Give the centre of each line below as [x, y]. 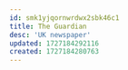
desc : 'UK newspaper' [50, 35]
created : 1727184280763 [54, 52]
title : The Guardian [49, 26]
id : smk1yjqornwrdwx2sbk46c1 [64, 18]
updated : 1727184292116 [54, 43]
